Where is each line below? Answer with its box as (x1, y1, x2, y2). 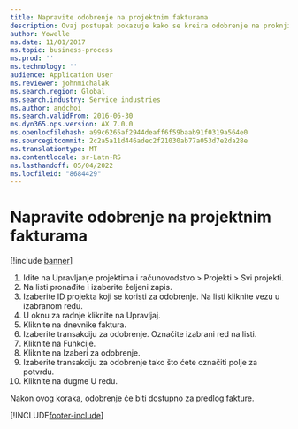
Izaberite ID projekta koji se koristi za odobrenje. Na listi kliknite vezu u (22, 291, 280, 302)
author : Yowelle (10, 29, 70, 38)
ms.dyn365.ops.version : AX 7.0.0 (10, 120, 134, 129)
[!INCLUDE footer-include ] (10, 410, 104, 421)
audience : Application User (10, 71, 114, 80)
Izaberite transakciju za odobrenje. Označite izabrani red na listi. (22, 329, 257, 340)
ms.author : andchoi (10, 103, 82, 112)
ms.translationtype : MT (10, 144, 98, 153)
